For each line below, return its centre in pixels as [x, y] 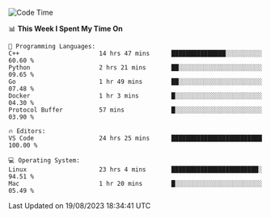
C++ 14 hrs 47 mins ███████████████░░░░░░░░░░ [135, 53]
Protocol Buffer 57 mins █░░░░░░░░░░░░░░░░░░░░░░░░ [135, 110]
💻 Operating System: [44, 161]
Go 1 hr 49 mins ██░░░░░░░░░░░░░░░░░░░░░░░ [135, 82]
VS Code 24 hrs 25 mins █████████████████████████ [135, 138]
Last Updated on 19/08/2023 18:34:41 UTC [80, 205]
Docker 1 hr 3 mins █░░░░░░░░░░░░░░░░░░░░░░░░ [135, 96]
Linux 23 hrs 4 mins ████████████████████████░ [135, 170]
